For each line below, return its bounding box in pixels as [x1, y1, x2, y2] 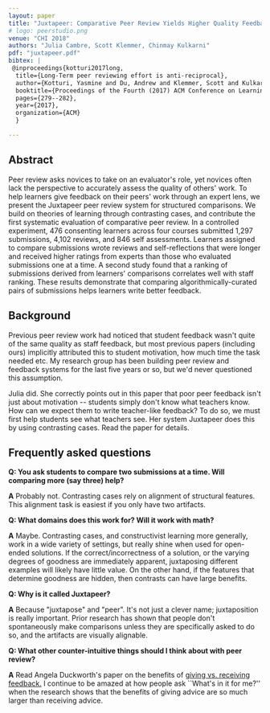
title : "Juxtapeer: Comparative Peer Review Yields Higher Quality [8, 19, 239, 27]
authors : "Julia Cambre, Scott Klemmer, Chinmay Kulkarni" [8, 42, 211, 50]
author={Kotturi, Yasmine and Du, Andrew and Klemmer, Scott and [15, 79, 239, 87]
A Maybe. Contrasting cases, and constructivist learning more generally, [8, 531, 248, 541]
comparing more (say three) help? [8, 476, 125, 486]
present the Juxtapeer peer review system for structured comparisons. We [8, 200, 256, 210]
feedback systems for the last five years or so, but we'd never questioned [8, 364, 253, 374]
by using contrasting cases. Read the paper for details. [8, 423, 190, 432]
